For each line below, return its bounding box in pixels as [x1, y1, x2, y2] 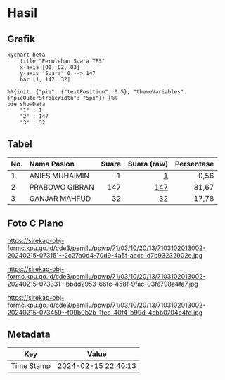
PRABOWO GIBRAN [29, 182, 94, 192]
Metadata [7, 329, 51, 341]
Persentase [174, 159, 214, 169]
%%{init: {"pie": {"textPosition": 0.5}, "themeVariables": [7, 89, 188, 96]
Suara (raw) [127, 159, 169, 169]
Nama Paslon [29, 159, 75, 169]
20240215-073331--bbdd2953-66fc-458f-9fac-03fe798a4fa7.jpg [7, 280, 198, 288]
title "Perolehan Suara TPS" [20, 58, 105, 65]
